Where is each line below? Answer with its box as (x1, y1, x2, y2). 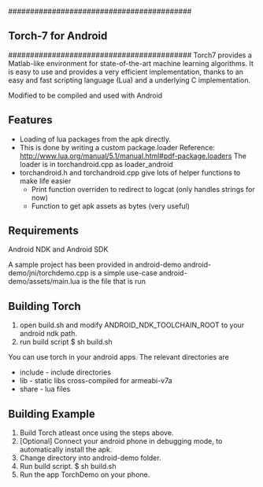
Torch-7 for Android (8, 29, 108, 42)
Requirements (8, 224, 79, 238)
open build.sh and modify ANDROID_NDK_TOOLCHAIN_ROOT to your (19, 320, 245, 330)
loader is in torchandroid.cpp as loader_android (19, 159, 173, 168)
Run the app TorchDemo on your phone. (19, 470, 150, 479)
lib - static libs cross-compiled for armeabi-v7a (19, 376, 172, 386)
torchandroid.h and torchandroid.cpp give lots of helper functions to (19, 168, 241, 177)
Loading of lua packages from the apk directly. (19, 134, 172, 144)
